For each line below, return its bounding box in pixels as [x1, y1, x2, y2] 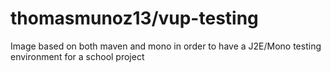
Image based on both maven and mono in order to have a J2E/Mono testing [10, 40, 322, 52]
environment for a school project [10, 50, 145, 62]
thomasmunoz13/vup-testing [10, 7, 259, 30]
